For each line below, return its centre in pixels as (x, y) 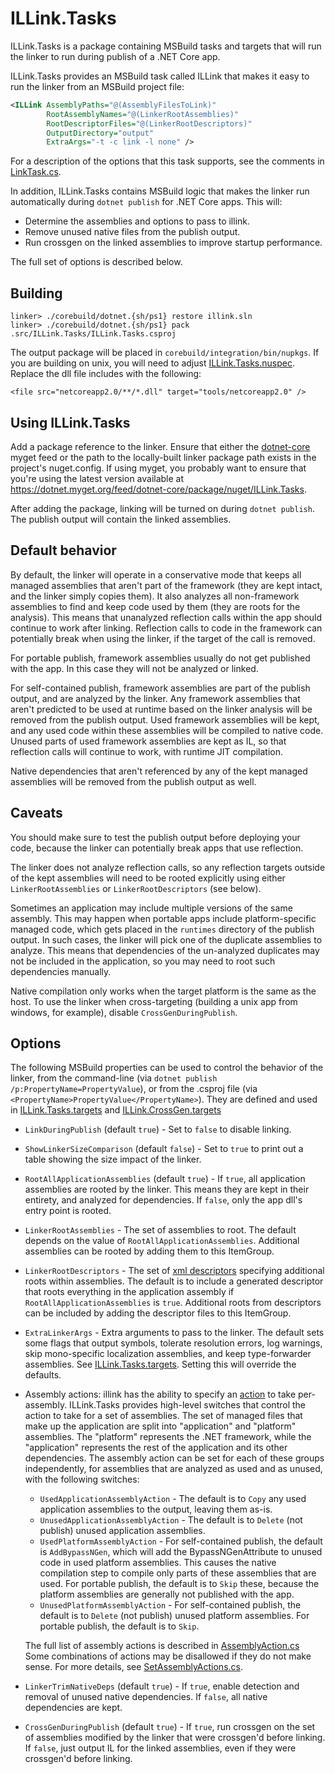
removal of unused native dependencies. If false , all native (146, 1697)
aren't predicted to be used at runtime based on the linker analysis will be (161, 709)
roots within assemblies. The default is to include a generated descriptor (174, 1281)
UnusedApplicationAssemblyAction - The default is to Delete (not (171, 1520)
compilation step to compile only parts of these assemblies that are (178, 1573)
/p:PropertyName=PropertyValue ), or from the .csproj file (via (134, 1089)
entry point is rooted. (68, 1211)
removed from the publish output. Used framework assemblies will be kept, (165, 719)
